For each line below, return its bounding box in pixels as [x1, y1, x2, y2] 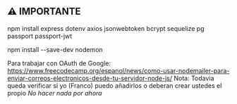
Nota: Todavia [174, 74, 214, 82]
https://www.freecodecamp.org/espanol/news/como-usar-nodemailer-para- [7, 66, 230, 74]
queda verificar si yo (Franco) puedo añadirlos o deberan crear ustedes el [7, 81, 222, 90]
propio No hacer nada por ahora [7, 89, 102, 97]
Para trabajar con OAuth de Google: [7, 59, 111, 67]
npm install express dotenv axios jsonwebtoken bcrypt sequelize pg [7, 24, 205, 32]
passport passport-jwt [7, 32, 73, 40]
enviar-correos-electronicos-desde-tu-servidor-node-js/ [7, 74, 173, 82]
